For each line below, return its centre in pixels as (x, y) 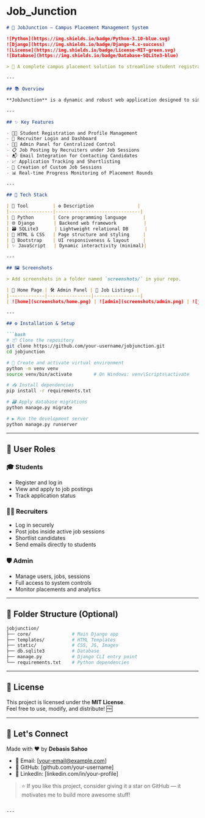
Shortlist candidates (40, 538)
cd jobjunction (26, 351)
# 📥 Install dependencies (40, 385)
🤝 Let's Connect (37, 734)
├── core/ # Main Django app (63, 634)
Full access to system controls (53, 582)
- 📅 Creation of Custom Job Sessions (54, 167)
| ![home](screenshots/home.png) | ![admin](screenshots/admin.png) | (98, 301)
